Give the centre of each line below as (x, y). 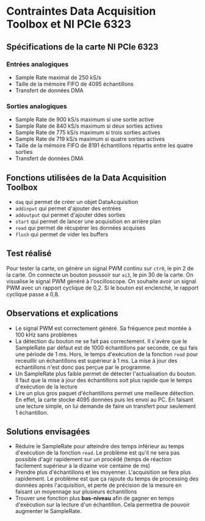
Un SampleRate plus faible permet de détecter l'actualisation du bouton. (106, 373)
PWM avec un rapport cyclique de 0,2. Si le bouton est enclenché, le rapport (103, 288)
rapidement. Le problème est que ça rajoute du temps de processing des (107, 479)
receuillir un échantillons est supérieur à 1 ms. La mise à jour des (96, 360)
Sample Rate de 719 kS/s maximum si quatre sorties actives (90, 139)
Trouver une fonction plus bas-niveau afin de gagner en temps (95, 498)
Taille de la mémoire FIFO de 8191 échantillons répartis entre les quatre (104, 145)
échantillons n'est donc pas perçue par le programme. (83, 367)
